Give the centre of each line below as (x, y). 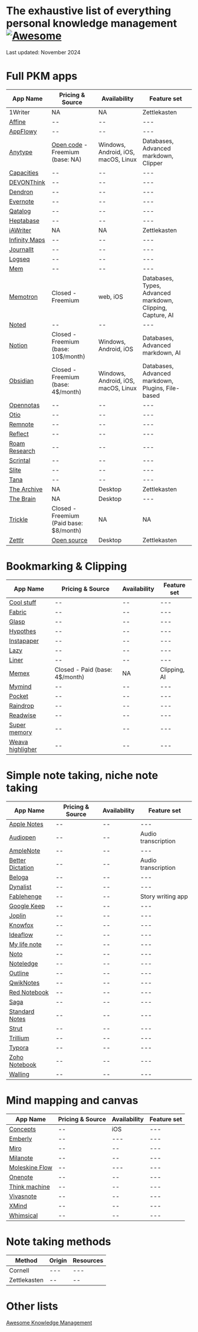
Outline (19, 973)
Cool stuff (23, 602)
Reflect (19, 434)
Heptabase (24, 221)
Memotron (24, 296)
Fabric (18, 612)
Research (22, 451)
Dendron (21, 192)
